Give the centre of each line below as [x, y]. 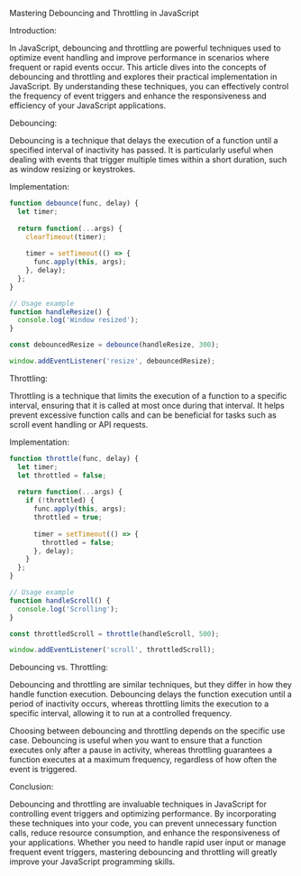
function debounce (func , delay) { [74, 203]
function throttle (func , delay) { [74, 458]
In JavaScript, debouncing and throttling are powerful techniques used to [145, 48]
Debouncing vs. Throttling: [59, 668]
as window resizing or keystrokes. [73, 169]
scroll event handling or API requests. [79, 424]
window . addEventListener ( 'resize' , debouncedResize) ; [113, 361]
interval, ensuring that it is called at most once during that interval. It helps [147, 405]
